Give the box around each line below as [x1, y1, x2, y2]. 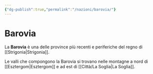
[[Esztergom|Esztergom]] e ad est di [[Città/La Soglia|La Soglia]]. [4, 63, 135, 69]
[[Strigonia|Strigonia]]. [4, 49, 50, 55]
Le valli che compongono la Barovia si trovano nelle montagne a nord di [4, 59, 148, 64]
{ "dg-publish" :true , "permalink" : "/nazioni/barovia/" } [4, 7, 116, 12]
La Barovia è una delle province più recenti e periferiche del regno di [4, 44, 143, 50]
